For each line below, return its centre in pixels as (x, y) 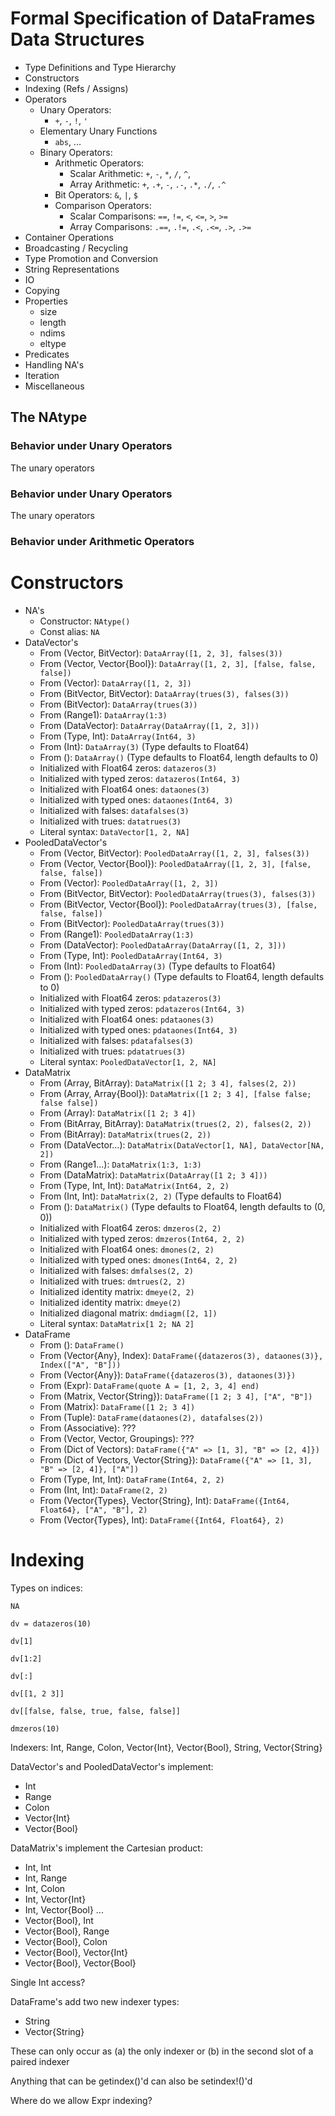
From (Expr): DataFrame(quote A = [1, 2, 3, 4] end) (149, 1385)
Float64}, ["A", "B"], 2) (93, 1510)
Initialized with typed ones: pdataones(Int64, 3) (138, 1029)
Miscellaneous (54, 386)
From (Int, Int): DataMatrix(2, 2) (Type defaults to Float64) (161, 1196)
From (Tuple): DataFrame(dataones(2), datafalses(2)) (151, 1417)
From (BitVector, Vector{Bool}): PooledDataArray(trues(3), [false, (178, 904)
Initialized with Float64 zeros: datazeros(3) (128, 768)
